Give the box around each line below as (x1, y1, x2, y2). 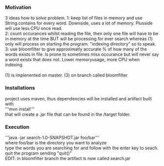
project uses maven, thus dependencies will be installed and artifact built (5, 95, 152, 101)
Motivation (5, 4, 32, 11)
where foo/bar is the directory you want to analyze (5, 140, 107, 145)
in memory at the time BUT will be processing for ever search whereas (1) (5, 36, 153, 42)
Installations (5, 85, 35, 92)
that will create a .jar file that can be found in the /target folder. (5, 111, 131, 117)
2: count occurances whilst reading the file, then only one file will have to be (5, 31, 159, 37)
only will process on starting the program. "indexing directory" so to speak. (5, 41, 156, 47)
